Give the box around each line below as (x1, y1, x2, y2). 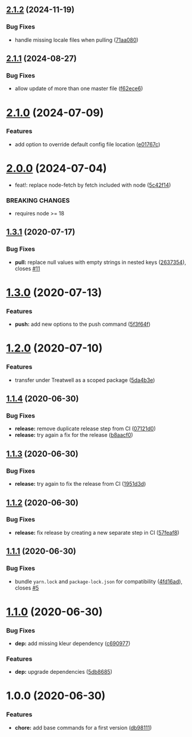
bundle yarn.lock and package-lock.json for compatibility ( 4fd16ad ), (14, 578, 183, 585)
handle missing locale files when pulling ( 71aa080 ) (14, 36, 139, 44)
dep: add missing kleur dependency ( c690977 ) (14, 640, 131, 647)
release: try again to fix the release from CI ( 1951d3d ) (14, 480, 146, 488)
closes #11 (14, 265, 40, 272)
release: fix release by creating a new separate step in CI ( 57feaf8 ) (14, 529, 180, 536)
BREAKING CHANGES (6, 196, 70, 205)
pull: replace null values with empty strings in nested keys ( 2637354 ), (14, 258, 186, 266)
